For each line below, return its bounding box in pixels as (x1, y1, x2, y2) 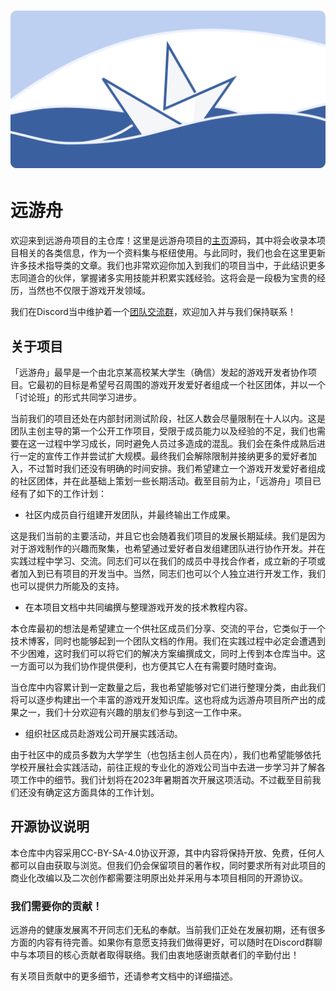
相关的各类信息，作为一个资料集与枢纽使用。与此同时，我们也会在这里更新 (18, 247, 326, 259)
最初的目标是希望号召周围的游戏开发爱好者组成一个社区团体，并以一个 (36, 378, 326, 390)
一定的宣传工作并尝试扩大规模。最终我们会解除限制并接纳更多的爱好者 (18, 450, 308, 462)
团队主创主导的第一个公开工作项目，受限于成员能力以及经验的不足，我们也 (10, 425, 317, 437)
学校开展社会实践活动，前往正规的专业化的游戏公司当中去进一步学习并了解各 (10, 761, 326, 773)
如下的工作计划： (36, 487, 107, 499)
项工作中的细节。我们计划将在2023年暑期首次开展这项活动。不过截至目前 (10, 773, 313, 785)
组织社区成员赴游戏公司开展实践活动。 (24, 727, 183, 739)
